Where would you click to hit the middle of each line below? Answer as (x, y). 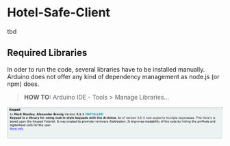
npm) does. (23, 84)
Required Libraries (47, 53)
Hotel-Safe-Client (59, 13)
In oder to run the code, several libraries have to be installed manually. (106, 69)
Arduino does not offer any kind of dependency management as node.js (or (113, 76)
